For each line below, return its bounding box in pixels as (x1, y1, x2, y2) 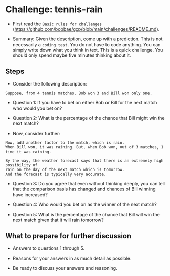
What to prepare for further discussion (5, 231, 132, 240)
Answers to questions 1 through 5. (12, 245, 85, 251)
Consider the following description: (12, 80, 87, 87)
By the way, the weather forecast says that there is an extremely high (5, 158, 164, 163)
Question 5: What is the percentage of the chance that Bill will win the (12, 211, 160, 217)
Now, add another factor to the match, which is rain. (5, 140, 125, 145)
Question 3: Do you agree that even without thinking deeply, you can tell (12, 180, 165, 186)
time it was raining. (5, 149, 52, 154)
